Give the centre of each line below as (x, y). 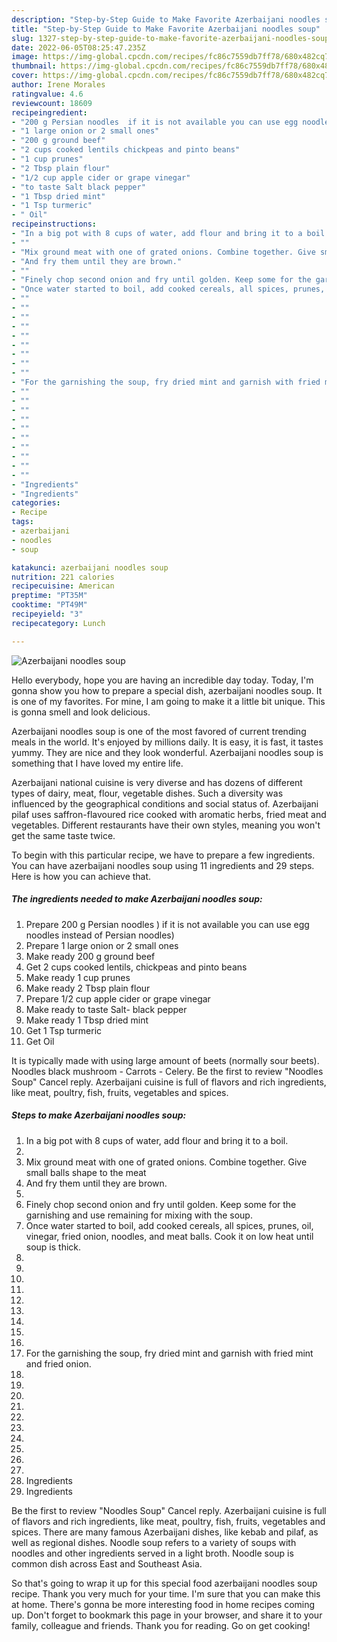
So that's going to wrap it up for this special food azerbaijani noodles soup (164, 1583)
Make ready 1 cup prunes (78, 977)
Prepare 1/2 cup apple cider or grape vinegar (118, 998)
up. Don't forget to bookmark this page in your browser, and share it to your (167, 1615)
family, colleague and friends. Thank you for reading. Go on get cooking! (161, 1625)
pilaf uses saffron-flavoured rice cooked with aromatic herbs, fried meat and (169, 814)
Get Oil (40, 1041)
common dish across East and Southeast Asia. (107, 1563)
